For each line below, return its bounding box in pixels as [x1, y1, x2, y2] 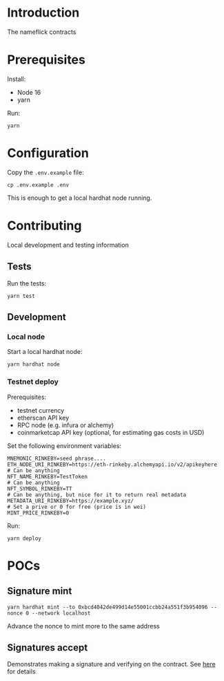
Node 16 [17, 88, 41, 96]
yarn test [7, 292, 36, 299]
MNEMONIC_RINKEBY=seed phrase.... [7, 455, 107, 462]
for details [7, 667, 36, 675]
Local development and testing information [7, 241, 129, 249]
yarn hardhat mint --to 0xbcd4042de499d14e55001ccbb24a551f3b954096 [7, 604, 208, 610]
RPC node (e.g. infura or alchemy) [17, 420, 114, 429]
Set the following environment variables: [7, 441, 122, 450]
